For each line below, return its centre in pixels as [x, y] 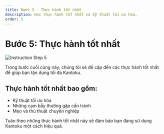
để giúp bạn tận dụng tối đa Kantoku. [43, 72]
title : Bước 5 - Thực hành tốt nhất [43, 10]
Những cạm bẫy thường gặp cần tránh [52, 106]
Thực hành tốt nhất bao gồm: [51, 88]
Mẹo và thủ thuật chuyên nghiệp [46, 111]
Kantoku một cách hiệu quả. [34, 126]
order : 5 [14, 19]
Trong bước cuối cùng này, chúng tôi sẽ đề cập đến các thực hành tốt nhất [82, 67]
